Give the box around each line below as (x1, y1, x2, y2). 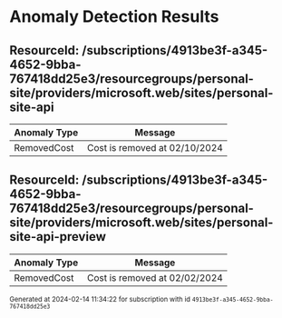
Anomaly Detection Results (9, 6, 219, 27)
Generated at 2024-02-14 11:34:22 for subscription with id (9, 294, 190, 303)
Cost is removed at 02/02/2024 (86, 271, 224, 283)
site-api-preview (9, 229, 106, 244)
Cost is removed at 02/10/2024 (86, 142, 224, 154)
